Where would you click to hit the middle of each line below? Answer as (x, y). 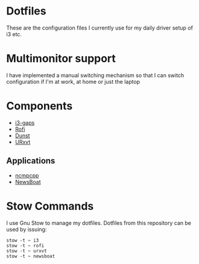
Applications (31, 161)
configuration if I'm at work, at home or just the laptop (73, 81)
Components (39, 106)
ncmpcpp (27, 175)
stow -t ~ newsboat (31, 256)
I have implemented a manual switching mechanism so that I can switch (95, 75)
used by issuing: (27, 229)
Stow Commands (50, 206)
